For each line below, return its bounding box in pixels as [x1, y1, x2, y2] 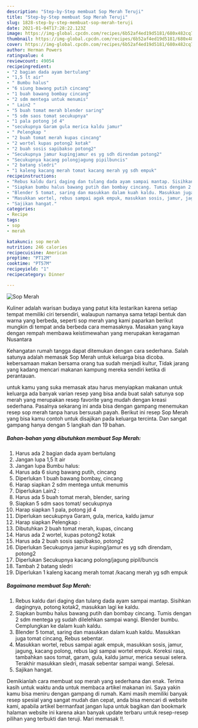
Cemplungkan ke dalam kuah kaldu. [15, 622, 102, 629]
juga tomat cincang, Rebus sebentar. [15, 635, 105, 642]
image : [6, 31, 23, 37]
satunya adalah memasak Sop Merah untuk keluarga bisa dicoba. [6, 353, 165, 360]
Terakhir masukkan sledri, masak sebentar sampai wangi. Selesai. [15, 660, 175, 667]
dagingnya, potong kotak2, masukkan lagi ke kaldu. [15, 603, 140, 611]
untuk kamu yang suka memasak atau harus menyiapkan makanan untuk [6, 383, 183, 391]
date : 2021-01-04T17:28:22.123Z [6, 25, 86, 31]
